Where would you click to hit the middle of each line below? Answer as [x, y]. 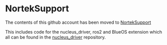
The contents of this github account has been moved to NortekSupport [78, 22]
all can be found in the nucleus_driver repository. [55, 37]
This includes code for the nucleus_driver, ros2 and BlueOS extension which [84, 32]
